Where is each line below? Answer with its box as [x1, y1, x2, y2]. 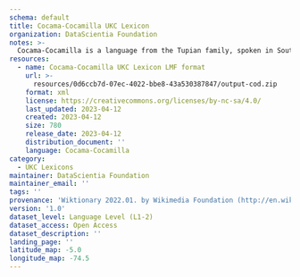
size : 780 [25, 122, 62, 130]
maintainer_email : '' [9, 180, 90, 189]
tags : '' [9, 188, 42, 197]
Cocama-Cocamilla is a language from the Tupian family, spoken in [17, 46, 274, 55]
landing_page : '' [9, 238, 74, 247]
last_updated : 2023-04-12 [25, 105, 122, 113]
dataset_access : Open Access [9, 221, 118, 230]
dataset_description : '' [9, 229, 102, 238]
